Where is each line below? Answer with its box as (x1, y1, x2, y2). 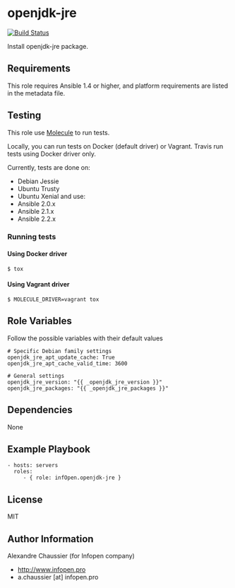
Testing (7, 110, 42, 122)
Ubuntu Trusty (17, 184, 60, 192)
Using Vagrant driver (7, 280, 70, 289)
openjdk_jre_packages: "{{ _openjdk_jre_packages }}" (7, 384, 169, 392)
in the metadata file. (7, 88, 66, 97)
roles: (13, 468, 33, 475)
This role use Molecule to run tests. (7, 128, 110, 137)
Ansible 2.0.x (17, 200, 56, 208)
